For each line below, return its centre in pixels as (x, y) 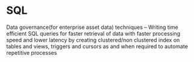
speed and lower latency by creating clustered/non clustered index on (93, 40)
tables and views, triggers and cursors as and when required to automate (97, 46)
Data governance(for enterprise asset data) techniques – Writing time (92, 27)
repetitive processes (32, 52)
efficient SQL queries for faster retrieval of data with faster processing (93, 33)
